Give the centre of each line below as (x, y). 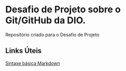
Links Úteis (24, 51)
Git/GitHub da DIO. (46, 20)
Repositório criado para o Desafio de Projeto (52, 34)
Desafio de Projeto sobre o (63, 10)
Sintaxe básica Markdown (33, 63)
